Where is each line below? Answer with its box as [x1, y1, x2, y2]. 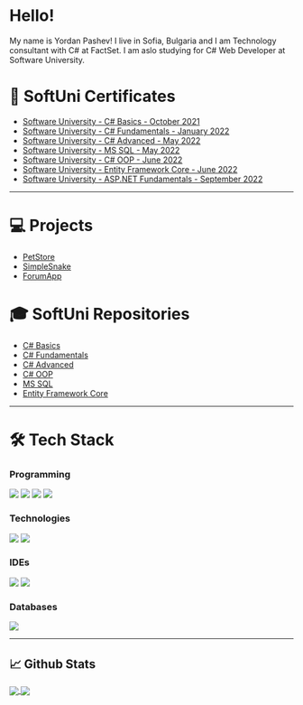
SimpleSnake [22, 261, 72, 272]
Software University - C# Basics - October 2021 [22, 116, 200, 126]
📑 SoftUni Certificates [9, 87, 176, 107]
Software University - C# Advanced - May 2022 [22, 135, 201, 145]
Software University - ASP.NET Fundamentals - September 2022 [22, 173, 263, 184]
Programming [9, 468, 70, 480]
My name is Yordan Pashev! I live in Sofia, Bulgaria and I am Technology [9, 35, 277, 46]
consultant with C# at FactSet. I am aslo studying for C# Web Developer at [9, 44, 286, 55]
